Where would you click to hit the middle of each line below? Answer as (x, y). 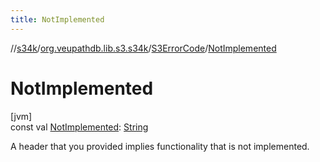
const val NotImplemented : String (79, 127)
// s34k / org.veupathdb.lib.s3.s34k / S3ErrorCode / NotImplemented (143, 48)
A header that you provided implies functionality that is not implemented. (160, 146)
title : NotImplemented (57, 19)
